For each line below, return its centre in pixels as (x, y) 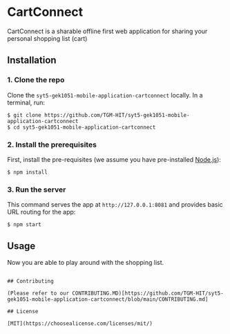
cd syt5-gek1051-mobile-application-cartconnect (85, 127)
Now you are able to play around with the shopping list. (86, 263)
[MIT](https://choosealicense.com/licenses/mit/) (80, 324)
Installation (32, 61)
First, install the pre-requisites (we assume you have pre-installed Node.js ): (114, 159)
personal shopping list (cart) (47, 38)
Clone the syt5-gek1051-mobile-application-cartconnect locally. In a (105, 95)
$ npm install (28, 172)
